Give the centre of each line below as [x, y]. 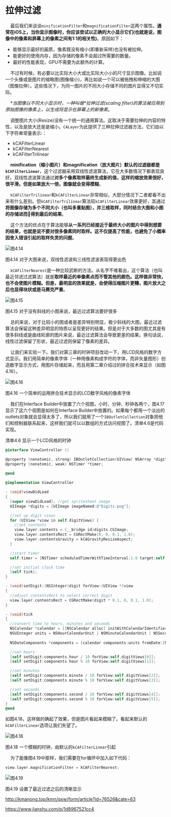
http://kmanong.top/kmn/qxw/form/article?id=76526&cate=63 [70, 799]
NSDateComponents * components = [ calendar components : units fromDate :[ [88, 643]
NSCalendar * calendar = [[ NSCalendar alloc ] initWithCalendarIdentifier [89, 629]
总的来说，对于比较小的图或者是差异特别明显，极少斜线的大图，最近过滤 [86, 322]
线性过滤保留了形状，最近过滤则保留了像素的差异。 [59, 341]
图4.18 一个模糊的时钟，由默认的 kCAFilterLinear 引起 [61, 747]
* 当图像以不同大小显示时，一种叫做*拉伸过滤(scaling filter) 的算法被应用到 [87, 103]
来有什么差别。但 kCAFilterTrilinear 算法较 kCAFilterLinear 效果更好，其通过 [85, 201]
